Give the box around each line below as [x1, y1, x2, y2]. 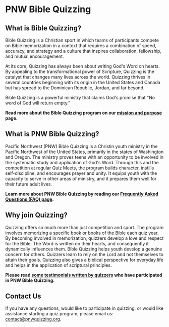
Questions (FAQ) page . [5, 196, 54, 202]
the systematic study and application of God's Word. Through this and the [5, 159, 159, 165]
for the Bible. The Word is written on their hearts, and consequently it [5, 240, 149, 246]
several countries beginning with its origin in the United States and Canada [5, 80, 160, 85]
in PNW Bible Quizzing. [5, 277, 55, 283]
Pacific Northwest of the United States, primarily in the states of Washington [5, 149, 164, 155]
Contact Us [5, 292, 41, 301]
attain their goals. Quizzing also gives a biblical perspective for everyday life [5, 257, 164, 263]
